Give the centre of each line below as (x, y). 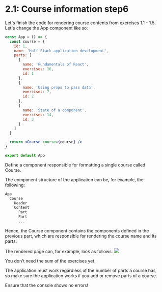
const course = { (27, 41)
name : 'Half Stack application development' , (61, 51)
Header (21, 203)
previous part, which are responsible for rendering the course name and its (81, 236)
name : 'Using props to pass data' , (59, 87)
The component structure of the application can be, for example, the (74, 179)
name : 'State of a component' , (55, 110)
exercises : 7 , (37, 92)
